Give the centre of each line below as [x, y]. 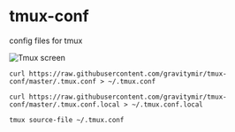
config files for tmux [46, 40]
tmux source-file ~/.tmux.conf [67, 120]
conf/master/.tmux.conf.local [65, 104]
